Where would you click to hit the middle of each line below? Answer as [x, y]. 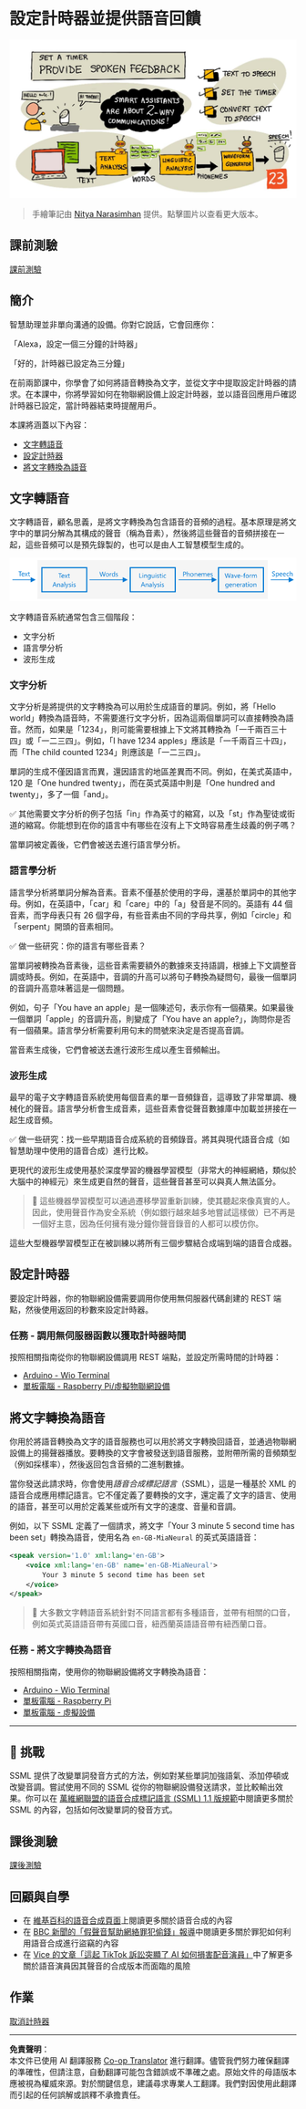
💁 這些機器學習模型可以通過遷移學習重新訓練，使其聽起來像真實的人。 [163, 1201]
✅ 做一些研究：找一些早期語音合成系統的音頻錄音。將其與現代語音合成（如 [149, 1139]
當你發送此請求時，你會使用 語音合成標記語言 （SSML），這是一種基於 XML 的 [153, 1483]
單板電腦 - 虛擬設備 [59, 1712]
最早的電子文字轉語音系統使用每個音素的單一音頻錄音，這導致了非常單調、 [149, 1097]
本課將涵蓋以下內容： [49, 424]
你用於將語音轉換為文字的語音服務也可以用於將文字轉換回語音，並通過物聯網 [153, 1441]
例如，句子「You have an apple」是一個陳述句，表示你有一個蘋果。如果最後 [152, 1007]
